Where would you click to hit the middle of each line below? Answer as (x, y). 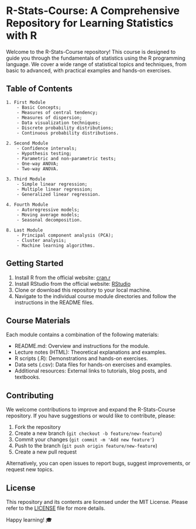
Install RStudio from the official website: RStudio (73, 283)
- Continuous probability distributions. (68, 133)
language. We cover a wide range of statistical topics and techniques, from (97, 64)
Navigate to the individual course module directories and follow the (95, 296)
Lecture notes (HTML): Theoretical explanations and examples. (90, 352)
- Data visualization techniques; (59, 123)
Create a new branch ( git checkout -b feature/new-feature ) (88, 433)
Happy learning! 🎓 (29, 520)
